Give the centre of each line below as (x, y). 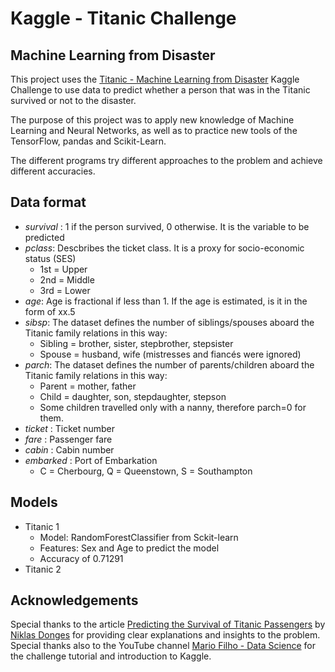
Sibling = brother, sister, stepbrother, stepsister (136, 343)
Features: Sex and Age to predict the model (129, 548)
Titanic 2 (43, 569)
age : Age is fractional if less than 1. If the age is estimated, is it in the (166, 301)
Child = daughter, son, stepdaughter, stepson (133, 396)
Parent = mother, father (88, 386)
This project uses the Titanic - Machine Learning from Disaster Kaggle (155, 79)
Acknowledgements (74, 600)
